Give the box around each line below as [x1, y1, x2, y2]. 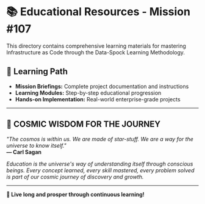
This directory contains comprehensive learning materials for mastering [6, 42, 186, 49]
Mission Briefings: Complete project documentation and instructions [15, 82, 189, 90]
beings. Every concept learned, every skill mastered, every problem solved [6, 166, 195, 174]
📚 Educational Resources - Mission [6, 5, 191, 19]
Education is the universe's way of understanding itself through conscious [6, 160, 193, 167]
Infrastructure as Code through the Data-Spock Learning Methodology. [6, 48, 185, 56]
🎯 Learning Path [6, 67, 68, 77]
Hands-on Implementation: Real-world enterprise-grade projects [15, 95, 181, 103]
